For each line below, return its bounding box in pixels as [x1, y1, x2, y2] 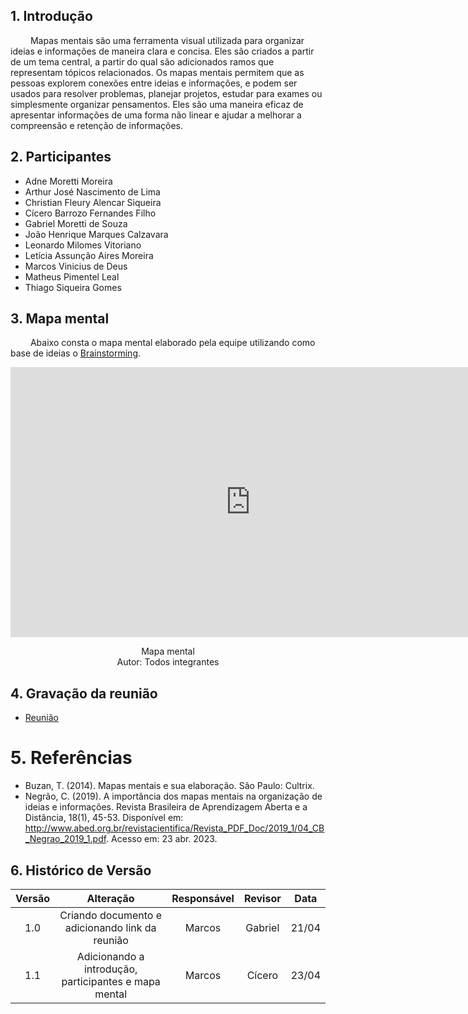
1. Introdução [10, 8, 93, 25]
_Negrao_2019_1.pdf [24, 833, 107, 845]
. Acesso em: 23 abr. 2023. [106, 833, 218, 845]
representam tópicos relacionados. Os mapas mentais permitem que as [10, 66, 305, 78]
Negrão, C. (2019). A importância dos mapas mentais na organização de [24, 790, 323, 803]
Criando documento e [59, 909, 163, 922]
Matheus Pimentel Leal [24, 270, 120, 283]
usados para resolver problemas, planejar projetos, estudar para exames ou [10, 87, 323, 99]
